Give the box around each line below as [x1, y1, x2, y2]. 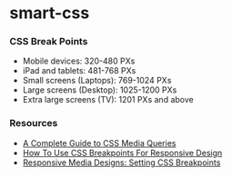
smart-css [9, 3, 90, 24]
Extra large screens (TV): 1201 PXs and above [22, 94, 194, 105]
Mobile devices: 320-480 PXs [22, 55, 136, 66]
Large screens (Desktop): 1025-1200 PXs [22, 84, 177, 95]
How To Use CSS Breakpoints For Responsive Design [22, 147, 223, 158]
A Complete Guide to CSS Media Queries [22, 137, 177, 148]
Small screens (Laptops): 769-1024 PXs [22, 75, 172, 86]
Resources [9, 117, 58, 130]
